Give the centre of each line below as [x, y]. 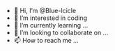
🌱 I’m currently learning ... [51, 25]
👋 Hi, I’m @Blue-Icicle [45, 11]
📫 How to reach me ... [46, 40]
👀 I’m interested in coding [51, 18]
